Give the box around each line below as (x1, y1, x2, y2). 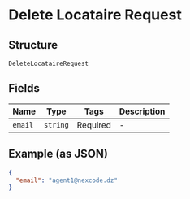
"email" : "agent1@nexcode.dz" (15, 176, 118, 184)
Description (119, 106, 166, 117)
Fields (8, 81, 41, 95)
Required (76, 119, 112, 131)
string (43, 120, 69, 129)
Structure (8, 38, 58, 52)
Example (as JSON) (8, 147, 108, 161)
